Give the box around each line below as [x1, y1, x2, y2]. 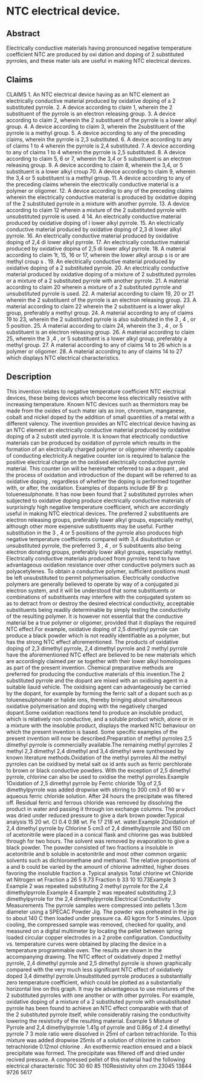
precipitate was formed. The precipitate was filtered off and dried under [6, 1049, 185, 1056]
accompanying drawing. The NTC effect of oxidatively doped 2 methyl [6, 953, 181, 960]
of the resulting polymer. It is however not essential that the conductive [6, 612, 183, 620]
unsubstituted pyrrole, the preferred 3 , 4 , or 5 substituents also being [6, 542, 182, 549]
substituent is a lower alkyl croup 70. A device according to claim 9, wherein [6, 167, 196, 175]
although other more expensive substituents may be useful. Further [6, 522, 174, 530]
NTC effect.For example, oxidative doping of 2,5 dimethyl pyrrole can [6, 625, 178, 632]
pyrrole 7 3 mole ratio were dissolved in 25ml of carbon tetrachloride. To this [6, 1030, 197, 1037]
